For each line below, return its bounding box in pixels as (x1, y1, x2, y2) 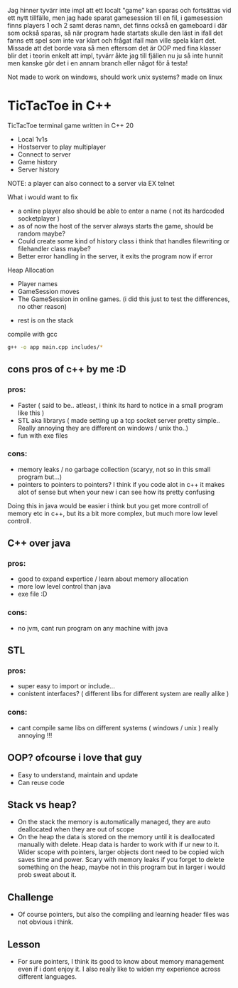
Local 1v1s (17, 135, 48, 143)
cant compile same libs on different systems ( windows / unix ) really (17, 723, 219, 732)
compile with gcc (7, 330, 58, 338)
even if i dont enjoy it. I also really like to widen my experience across (17, 965, 221, 974)
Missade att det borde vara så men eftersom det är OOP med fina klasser (7, 44, 222, 52)
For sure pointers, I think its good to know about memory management (17, 957, 225, 966)
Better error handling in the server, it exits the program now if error (17, 252, 213, 261)
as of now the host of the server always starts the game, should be (17, 221, 214, 230)
